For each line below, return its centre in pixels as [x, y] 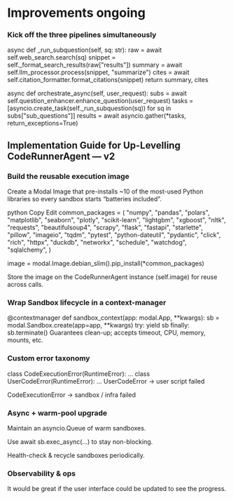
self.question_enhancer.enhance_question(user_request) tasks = [100, 101]
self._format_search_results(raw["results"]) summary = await [95, 65]
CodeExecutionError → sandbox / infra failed [72, 395]
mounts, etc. [25, 340]
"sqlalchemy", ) [29, 250]
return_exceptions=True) [43, 123]
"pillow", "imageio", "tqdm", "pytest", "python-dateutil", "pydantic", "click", [114, 235]
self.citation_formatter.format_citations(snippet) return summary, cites [108, 80]
